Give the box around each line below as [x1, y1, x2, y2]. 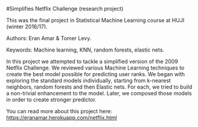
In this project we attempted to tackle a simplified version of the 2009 [6, 58, 178, 65]
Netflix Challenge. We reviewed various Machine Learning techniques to [6, 64, 185, 71]
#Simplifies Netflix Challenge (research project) [6, 5, 124, 12]
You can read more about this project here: [6, 108, 112, 114]
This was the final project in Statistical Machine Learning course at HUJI [6, 17, 185, 23]
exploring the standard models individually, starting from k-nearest [6, 77, 171, 84]
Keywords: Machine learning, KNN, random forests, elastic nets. [6, 46, 164, 53]
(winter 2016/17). [6, 23, 48, 30]
